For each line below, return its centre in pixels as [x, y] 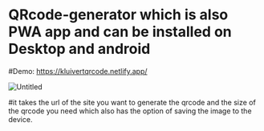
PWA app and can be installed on [120, 32]
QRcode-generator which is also [118, 15]
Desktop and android [79, 49]
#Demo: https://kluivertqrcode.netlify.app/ [78, 71]
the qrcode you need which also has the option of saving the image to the [130, 111]
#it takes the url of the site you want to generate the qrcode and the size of [132, 102]
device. [20, 119]
